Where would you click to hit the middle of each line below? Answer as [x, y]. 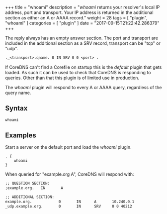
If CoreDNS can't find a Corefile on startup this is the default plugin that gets [83, 67]
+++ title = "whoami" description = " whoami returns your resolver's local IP [83, 7]
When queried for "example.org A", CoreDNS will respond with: [70, 174]
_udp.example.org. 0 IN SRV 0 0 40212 [69, 206]
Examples [21, 135]
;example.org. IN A [34, 188]
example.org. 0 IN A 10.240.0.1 [70, 202]
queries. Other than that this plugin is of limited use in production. [72, 78]
